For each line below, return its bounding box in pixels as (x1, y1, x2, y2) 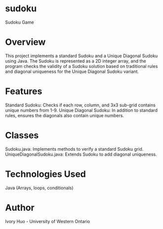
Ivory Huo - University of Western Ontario (5, 218, 90, 224)
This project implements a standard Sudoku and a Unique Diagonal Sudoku (5, 53, 158, 59)
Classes (5, 130, 39, 141)
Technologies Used (5, 168, 86, 180)
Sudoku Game (5, 19, 34, 25)
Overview (5, 36, 46, 48)
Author (5, 202, 35, 213)
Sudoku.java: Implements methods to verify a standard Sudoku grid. (5, 146, 144, 152)
